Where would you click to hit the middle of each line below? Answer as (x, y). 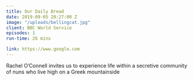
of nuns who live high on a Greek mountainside (63, 72)
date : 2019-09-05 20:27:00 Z (42, 17)
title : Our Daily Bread (35, 11)
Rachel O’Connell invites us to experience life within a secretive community (97, 65)
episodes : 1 (21, 33)
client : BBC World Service (39, 28)
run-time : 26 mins (28, 38)
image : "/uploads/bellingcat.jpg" (48, 22)
